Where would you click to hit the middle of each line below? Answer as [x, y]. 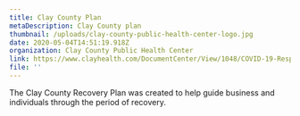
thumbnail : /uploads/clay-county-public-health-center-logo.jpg [131, 34]
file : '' [25, 68]
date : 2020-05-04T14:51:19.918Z [69, 42]
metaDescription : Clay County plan [75, 26]
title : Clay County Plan [55, 17]
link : [19, 59]
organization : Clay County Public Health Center [101, 51]
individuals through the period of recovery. [88, 102]
